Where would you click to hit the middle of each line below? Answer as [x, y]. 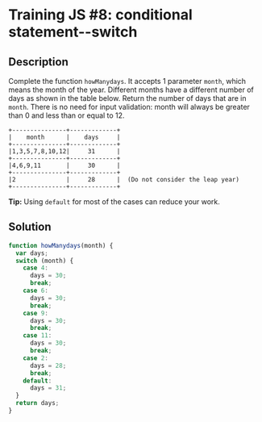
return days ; [37, 403]
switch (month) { [45, 261]
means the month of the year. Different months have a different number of [131, 90]
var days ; [32, 253]
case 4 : [35, 268]
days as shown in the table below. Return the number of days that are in [127, 98]
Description [38, 62]
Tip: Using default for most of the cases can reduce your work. [114, 202]
